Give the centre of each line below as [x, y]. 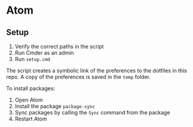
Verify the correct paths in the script [59, 46]
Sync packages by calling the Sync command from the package [92, 112]
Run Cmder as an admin [44, 53]
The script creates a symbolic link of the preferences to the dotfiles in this [97, 71]
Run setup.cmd [32, 59]
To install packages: [31, 88]
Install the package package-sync [55, 106]
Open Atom [29, 100]
